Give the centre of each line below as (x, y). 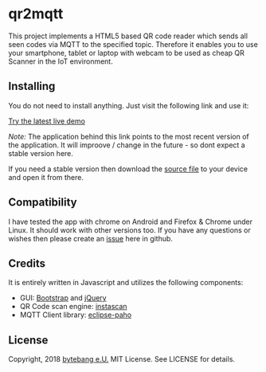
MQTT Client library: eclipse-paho (76, 315)
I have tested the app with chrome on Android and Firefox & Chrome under (131, 221)
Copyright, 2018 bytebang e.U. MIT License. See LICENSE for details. (122, 359)
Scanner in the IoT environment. (61, 61)
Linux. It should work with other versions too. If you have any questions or (129, 230)
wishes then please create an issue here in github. (91, 238)
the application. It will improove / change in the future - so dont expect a (127, 145)
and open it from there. (46, 177)
